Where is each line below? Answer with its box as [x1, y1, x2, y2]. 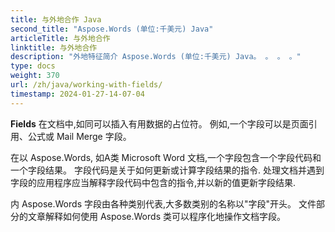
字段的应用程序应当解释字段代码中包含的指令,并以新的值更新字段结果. [10, 176, 297, 188]
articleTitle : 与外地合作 [10, 33, 111, 43]
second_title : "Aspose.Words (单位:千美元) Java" [10, 24, 214, 34]
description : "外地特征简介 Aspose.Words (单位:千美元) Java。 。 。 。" [10, 52, 302, 62]
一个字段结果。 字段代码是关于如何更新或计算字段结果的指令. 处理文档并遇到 [10, 164, 325, 176]
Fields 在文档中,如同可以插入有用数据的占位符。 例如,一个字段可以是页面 [10, 117, 309, 130]
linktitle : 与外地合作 [10, 42, 98, 53]
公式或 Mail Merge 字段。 [27, 130, 132, 142]
